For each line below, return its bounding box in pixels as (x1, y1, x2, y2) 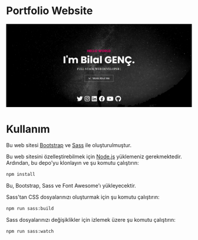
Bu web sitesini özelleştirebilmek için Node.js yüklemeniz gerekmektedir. (6, 153, 183, 160)
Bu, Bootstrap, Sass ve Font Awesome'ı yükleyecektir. (6, 182, 137, 189)
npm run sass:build (6, 206, 54, 212)
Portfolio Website (6, 4, 93, 18)
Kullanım (6, 122, 50, 136)
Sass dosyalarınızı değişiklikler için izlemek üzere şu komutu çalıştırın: (6, 216, 176, 224)
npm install (6, 172, 35, 178)
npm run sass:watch (6, 228, 54, 235)
